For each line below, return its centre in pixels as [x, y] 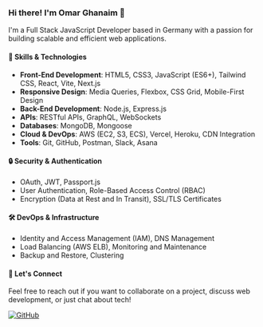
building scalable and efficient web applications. [88, 38]
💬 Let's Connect [35, 274]
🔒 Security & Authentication [55, 161]
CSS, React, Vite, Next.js [60, 83]
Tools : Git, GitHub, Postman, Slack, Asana [88, 142]
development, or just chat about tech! [70, 300]
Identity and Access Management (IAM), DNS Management [117, 238]
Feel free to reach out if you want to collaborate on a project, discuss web [130, 291]
